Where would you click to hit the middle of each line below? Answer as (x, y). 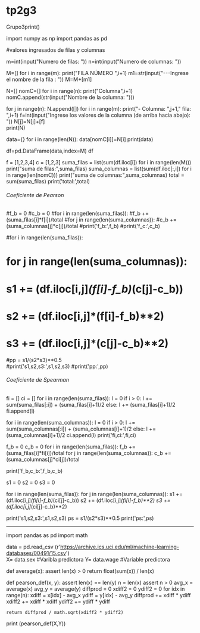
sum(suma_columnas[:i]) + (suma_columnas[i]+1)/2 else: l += (81, 429)
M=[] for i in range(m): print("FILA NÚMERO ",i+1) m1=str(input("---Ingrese (98, 73)
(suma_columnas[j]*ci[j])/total (43, 459)
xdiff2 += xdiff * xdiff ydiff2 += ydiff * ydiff (58, 601)
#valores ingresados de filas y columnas (56, 50)
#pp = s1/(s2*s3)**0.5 (34, 360)
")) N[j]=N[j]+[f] (26, 121)
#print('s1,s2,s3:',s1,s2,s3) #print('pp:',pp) (57, 366)
